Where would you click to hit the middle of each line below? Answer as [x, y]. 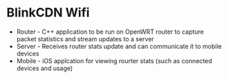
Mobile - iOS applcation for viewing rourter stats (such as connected [114, 60]
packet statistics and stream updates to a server [85, 38]
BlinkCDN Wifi [48, 13]
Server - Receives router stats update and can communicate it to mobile [119, 46]
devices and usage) [45, 68]
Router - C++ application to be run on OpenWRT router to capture [110, 32]
